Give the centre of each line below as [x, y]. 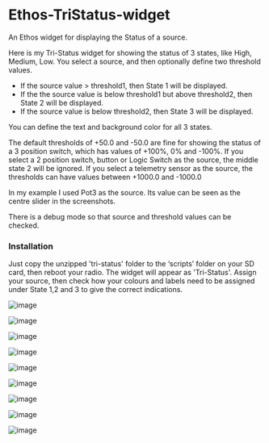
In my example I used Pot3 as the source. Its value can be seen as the [124, 192]
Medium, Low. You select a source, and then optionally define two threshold [134, 61]
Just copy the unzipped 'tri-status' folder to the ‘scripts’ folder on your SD [131, 264]
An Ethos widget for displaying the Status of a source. [98, 37]
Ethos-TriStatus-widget [89, 15]
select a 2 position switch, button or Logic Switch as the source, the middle [133, 160]
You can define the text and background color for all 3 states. [110, 127]
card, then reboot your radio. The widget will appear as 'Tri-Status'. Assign [132, 273]
